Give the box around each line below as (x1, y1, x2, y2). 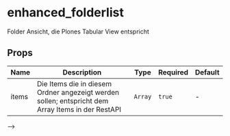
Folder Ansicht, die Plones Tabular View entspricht (7, 27, 149, 36)
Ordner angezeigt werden (36, 87, 120, 97)
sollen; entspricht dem (36, 96, 109, 105)
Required (158, 67, 189, 77)
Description (62, 67, 102, 77)
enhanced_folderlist (7, 5, 125, 21)
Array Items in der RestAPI (36, 105, 122, 114)
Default (194, 67, 220, 77)
